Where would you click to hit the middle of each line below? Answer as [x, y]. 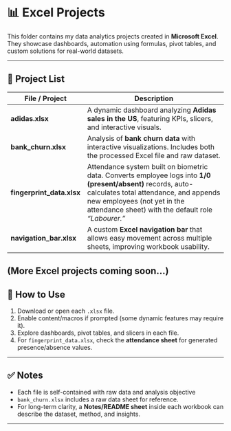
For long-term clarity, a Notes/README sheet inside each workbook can [120, 406]
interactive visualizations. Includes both [151, 146]
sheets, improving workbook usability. [148, 246]
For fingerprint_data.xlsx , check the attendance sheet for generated [117, 340]
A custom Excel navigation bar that [145, 229]
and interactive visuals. [124, 127]
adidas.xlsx [30, 118]
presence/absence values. [55, 347]
